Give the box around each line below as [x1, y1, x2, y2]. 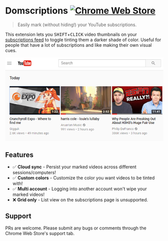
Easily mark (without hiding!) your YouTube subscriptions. [17, 22, 137, 28]
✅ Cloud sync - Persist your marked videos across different [12, 164, 137, 170]
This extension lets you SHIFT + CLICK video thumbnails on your [5, 31, 137, 37]
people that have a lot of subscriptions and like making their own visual [5, 42, 152, 48]
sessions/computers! [12, 170, 56, 176]
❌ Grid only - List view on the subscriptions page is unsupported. [12, 197, 148, 203]
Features [5, 151, 34, 159]
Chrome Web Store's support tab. [5, 230, 75, 236]
